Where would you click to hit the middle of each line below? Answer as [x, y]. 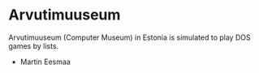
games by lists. [34, 45]
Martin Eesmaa [45, 62]
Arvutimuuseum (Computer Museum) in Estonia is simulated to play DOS [129, 37]
